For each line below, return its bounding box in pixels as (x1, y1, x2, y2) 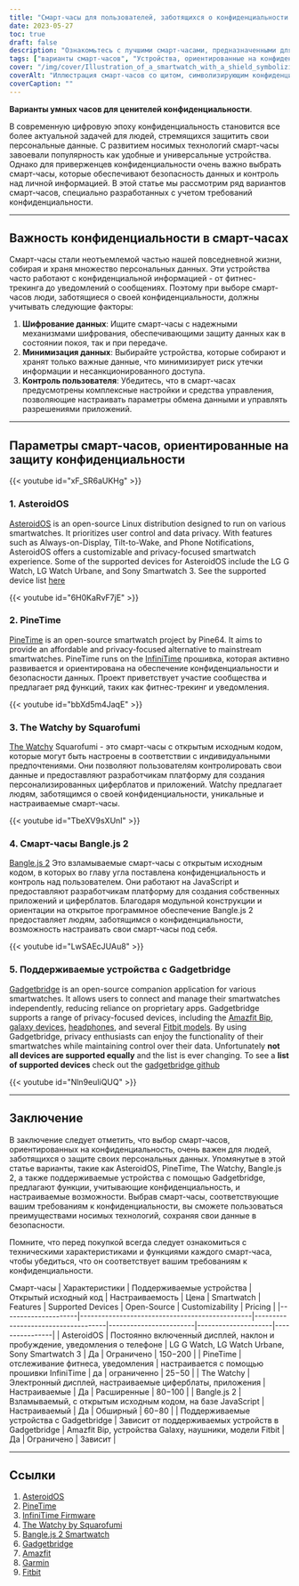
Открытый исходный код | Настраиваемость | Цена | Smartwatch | (9, 1291, 261, 1302)
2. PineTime (9, 614, 61, 627)
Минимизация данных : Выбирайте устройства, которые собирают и (21, 347, 287, 358)
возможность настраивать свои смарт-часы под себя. (9, 924, 218, 935)
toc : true (9, 29, 46, 38)
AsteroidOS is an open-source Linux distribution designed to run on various (9, 518, 287, 529)
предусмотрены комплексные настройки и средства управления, (21, 384, 274, 396)
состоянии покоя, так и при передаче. (21, 337, 168, 348)
